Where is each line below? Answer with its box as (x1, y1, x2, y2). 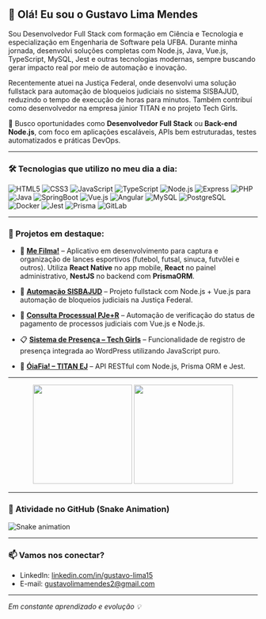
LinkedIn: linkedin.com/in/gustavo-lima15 (19, 571, 154, 579)
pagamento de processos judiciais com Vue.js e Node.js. (19, 319, 206, 329)
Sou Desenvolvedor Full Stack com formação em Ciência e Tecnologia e (8, 29, 244, 38)
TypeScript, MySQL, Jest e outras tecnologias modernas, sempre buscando (8, 54, 256, 63)
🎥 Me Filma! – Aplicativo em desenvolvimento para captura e (19, 246, 219, 256)
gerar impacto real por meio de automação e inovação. (8, 63, 188, 72)
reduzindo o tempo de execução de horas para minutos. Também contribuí (8, 94, 253, 104)
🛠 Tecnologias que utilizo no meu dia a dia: (8, 163, 178, 174)
